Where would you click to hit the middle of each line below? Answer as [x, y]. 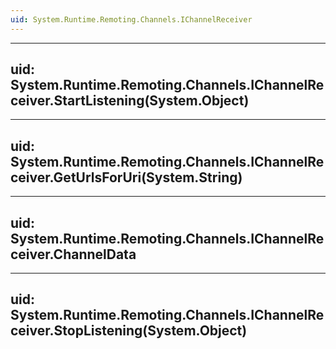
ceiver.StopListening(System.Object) [129, 331]
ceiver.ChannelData [73, 254]
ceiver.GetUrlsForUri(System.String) [126, 177]
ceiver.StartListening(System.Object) [130, 101]
